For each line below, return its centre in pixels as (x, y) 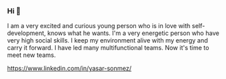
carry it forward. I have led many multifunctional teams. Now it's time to (108, 48)
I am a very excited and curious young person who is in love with (99, 26)
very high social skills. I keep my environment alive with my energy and (108, 41)
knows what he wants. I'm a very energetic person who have (133, 33)
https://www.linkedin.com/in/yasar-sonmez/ (69, 69)
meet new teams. (32, 55)
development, (26, 33)
